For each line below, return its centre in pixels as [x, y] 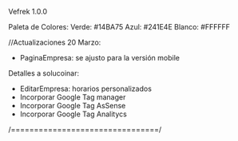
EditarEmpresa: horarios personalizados [85, 88]
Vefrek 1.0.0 [28, 12]
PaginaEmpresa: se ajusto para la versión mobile [99, 58]
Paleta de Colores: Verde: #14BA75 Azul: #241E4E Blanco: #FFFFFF [119, 27]
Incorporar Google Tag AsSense [73, 106]
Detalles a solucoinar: [44, 73]
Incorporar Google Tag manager [73, 97]
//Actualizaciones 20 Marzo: [55, 42]
